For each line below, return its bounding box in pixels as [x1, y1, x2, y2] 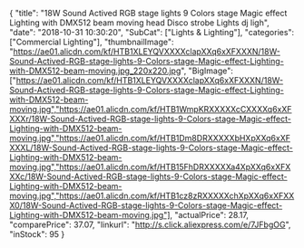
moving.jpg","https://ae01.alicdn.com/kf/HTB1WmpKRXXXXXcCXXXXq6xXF [9, 104, 292, 114]
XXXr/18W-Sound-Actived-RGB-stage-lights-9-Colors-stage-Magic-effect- [9, 113, 292, 124]
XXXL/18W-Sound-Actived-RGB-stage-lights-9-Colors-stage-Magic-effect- [9, 142, 293, 153]
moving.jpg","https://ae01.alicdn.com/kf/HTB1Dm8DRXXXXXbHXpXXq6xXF [9, 133, 291, 143]
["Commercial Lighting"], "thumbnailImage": [9, 36, 174, 47]
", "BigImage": [181, 65, 233, 76]
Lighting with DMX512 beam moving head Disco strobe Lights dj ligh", [9, 17, 270, 28]
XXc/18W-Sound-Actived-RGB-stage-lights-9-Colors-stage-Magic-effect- [9, 171, 288, 182]
